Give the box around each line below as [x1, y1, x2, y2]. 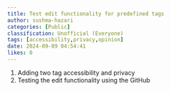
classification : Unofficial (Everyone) [7, 29, 124, 37]
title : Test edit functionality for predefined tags [7, 10, 165, 17]
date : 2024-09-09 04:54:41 [7, 43, 86, 50]
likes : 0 [7, 50, 33, 57]
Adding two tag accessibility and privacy [17, 68, 135, 77]
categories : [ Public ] [7, 23, 71, 30]
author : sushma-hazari [7, 17, 74, 24]
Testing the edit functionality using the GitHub [17, 76, 151, 84]
